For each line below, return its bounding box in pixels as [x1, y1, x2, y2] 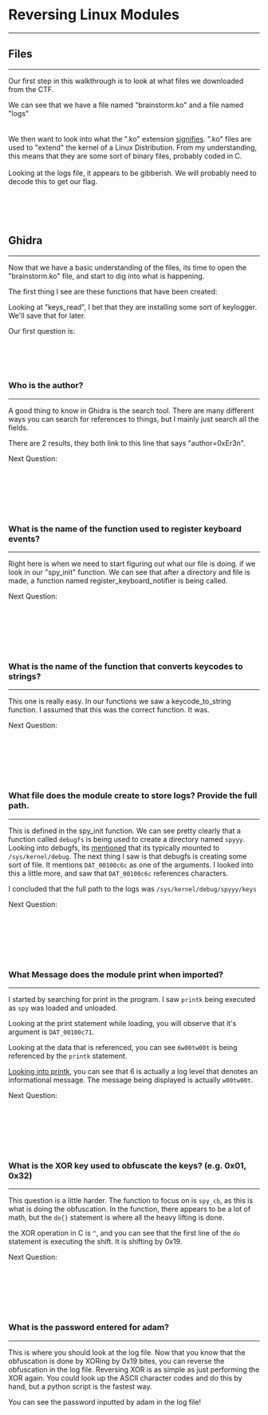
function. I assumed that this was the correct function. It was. [8, 705, 210, 715]
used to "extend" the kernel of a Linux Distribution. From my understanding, [8, 142, 258, 152]
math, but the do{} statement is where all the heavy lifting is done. [8, 1213, 225, 1222]
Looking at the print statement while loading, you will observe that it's [8, 1019, 237, 1028]
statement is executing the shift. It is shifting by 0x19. [8, 1237, 183, 1246]
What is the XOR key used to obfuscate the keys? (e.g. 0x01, [8, 1160, 246, 1171]
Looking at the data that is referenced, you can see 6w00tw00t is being [8, 1043, 238, 1052]
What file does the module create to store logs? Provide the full [8, 790, 258, 801]
